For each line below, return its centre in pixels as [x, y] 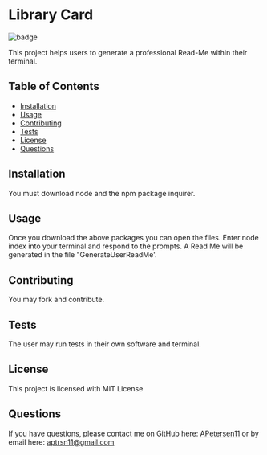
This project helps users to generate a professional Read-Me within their [128, 52]
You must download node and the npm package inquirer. [102, 193]
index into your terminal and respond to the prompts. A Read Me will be [126, 246]
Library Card [51, 15]
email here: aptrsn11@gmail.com [61, 442]
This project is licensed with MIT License [76, 388]
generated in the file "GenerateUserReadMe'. [83, 255]
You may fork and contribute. [57, 300]
